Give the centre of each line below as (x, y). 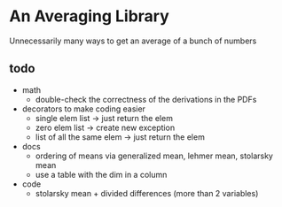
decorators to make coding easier (84, 109)
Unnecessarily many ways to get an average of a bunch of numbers (133, 41)
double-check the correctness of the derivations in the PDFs (146, 99)
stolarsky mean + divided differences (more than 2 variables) (147, 193)
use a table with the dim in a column (101, 174)
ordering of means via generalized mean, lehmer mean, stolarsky (154, 156)
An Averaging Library (90, 16)
